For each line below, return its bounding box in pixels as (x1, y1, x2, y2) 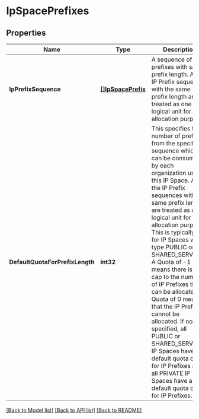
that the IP (151, 303, 180, 310)
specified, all (151, 325, 187, 333)
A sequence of (151, 55, 192, 64)
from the (151, 139, 176, 147)
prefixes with (151, 63, 188, 71)
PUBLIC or (151, 332, 181, 340)
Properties (6, 28, 46, 38)
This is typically (151, 228, 195, 236)
